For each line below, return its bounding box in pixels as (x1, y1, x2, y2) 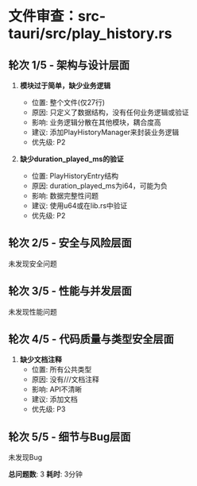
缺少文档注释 (19, 355, 62, 364)
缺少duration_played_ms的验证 (19, 154, 125, 164)
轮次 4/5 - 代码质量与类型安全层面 (8, 333, 175, 346)
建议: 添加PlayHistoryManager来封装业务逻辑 (31, 128, 180, 137)
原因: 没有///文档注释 (31, 375, 99, 384)
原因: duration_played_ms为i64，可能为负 (31, 181, 168, 191)
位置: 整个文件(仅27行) (31, 98, 106, 107)
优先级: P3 (31, 404, 66, 414)
